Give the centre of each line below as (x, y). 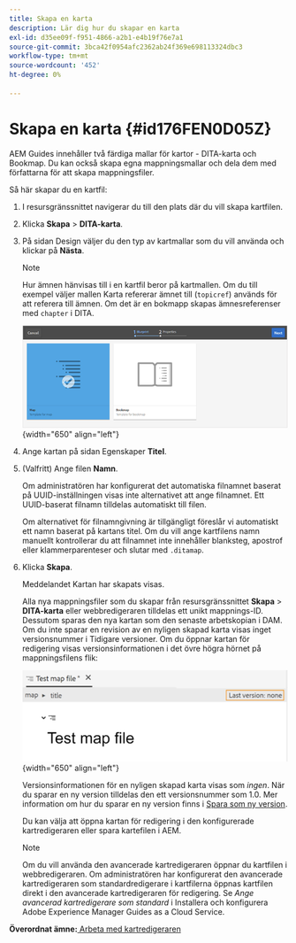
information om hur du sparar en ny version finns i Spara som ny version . (155, 804)
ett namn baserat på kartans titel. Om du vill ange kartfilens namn (141, 530)
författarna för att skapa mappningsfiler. (82, 172)
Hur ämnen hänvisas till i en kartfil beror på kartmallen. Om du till (140, 284)
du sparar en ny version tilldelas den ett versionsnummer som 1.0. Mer (150, 795)
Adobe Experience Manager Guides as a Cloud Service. (123, 912)
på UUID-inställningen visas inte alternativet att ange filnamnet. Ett (143, 495)
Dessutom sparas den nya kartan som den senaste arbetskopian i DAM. (152, 620)
